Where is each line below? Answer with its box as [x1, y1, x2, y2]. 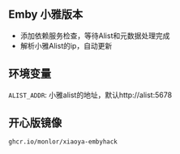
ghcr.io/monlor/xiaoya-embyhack [8, 138, 118, 146]
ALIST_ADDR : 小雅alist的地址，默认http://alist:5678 [8, 90, 173, 100]
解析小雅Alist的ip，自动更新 [19, 41, 113, 50]
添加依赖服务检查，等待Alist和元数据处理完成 [19, 31, 170, 41]
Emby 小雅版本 [8, 7, 84, 22]
